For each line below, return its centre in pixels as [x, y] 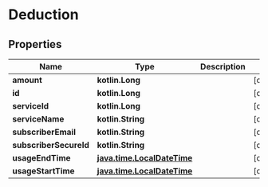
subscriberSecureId [51, 145]
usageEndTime [41, 158]
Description [223, 67]
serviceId [31, 106]
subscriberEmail [44, 132]
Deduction [43, 15]
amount [27, 80]
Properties [35, 44]
